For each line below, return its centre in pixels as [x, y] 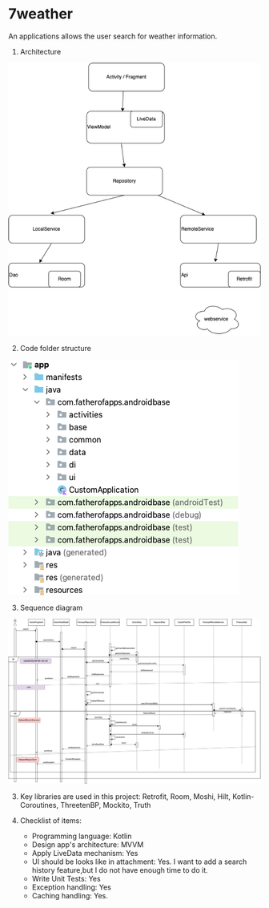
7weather [41, 14]
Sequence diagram [51, 607]
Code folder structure [56, 348]
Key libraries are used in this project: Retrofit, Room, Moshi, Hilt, [125, 797]
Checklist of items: [51, 821]
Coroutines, [39, 805]
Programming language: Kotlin [82, 836]
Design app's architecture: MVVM [88, 845]
